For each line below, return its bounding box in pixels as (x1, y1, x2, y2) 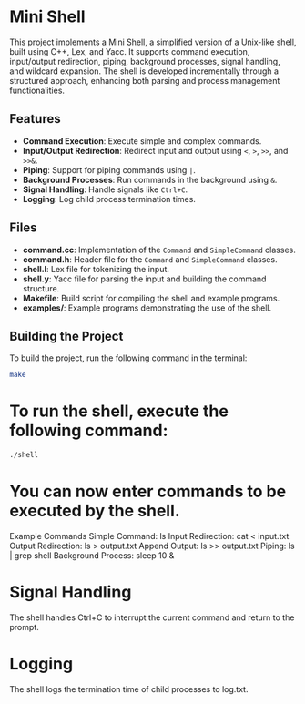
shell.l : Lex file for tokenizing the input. (22, 263, 170, 274)
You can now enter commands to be (9, 481, 287, 502)
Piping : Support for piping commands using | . (22, 164, 196, 175)
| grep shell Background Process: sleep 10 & (9, 550, 175, 561)
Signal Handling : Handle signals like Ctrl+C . (22, 184, 188, 195)
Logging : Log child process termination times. (22, 193, 196, 204)
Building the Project (9, 328, 124, 343)
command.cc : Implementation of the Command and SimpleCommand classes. (22, 244, 296, 255)
